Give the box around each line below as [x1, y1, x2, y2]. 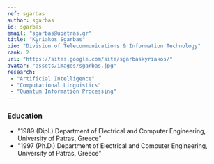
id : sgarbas [7, 23, 42, 30]
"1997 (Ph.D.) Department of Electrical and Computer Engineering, [17, 142, 208, 150]
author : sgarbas [7, 17, 54, 24]
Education [7, 111, 43, 121]
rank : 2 [7, 50, 30, 57]
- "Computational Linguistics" [10, 82, 101, 89]
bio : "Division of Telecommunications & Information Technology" [7, 43, 201, 50]
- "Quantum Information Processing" [10, 88, 117, 95]
